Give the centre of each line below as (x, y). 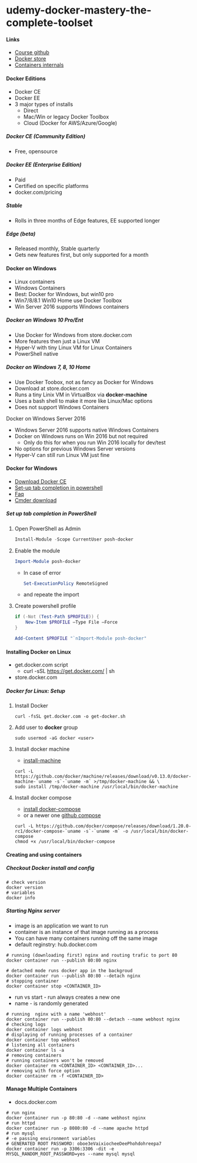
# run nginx (21, 1113)
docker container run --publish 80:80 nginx (61, 960)
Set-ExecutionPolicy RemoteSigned (66, 584)
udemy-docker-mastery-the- (79, 10)
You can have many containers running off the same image (86, 938)
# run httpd (21, 1123)
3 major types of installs (44, 104)
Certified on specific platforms (51, 185)
